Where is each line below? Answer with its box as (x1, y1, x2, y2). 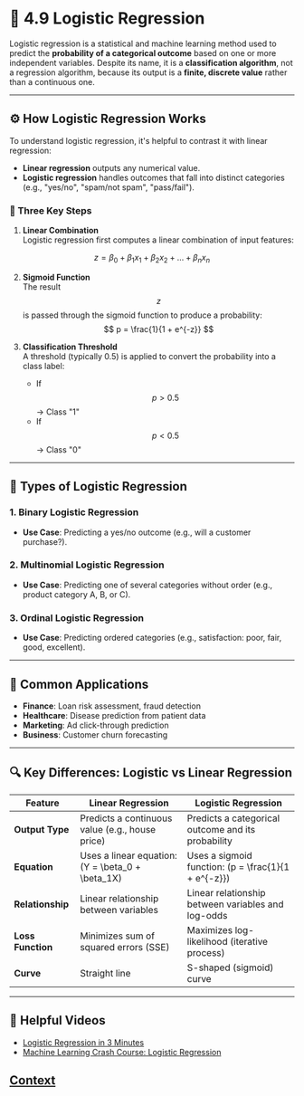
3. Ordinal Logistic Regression (9, 611, 145, 624)
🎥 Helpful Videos (9, 1013, 106, 1028)
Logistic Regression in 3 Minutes (22, 1036, 145, 1048)
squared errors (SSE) (80, 940, 170, 953)
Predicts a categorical (186, 812, 280, 824)
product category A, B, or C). (22, 588, 131, 600)
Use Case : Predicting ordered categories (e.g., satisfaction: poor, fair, (22, 633, 282, 643)
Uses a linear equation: (80, 849, 178, 862)
